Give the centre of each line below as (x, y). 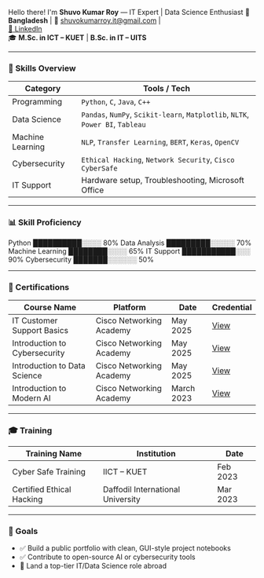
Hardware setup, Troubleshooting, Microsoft (163, 181)
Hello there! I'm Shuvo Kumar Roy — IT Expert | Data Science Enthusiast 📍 (129, 12)
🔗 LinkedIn (25, 29)
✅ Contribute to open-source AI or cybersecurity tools (107, 557)
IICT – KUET (125, 472)
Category (43, 89)
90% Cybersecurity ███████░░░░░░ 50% (81, 259)
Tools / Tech (167, 89)
